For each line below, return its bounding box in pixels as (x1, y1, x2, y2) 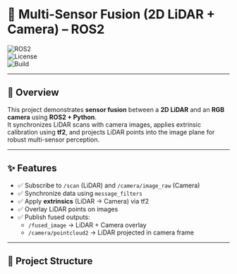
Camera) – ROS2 (7, 21, 105, 37)
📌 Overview (7, 87, 59, 99)
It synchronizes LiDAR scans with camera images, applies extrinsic (7, 120, 202, 129)
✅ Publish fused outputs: (17, 213, 90, 221)
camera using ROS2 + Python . (7, 113, 97, 121)
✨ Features (7, 162, 57, 175)
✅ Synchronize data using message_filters (17, 189, 142, 197)
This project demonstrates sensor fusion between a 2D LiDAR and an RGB (7, 105, 225, 113)
